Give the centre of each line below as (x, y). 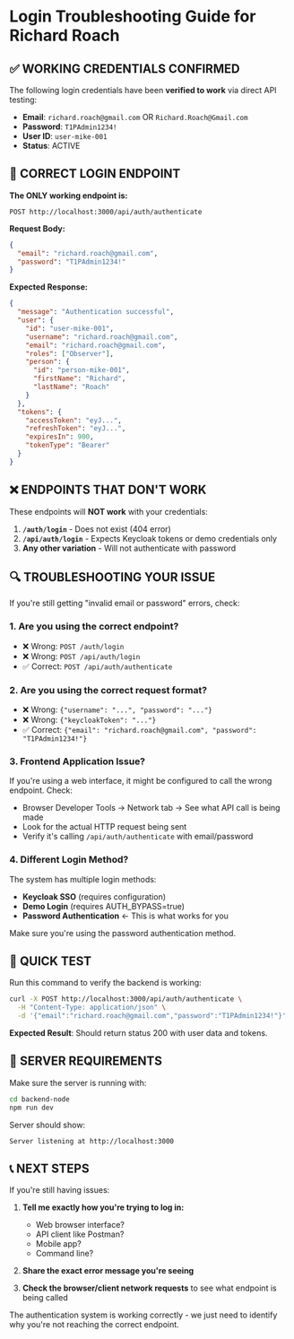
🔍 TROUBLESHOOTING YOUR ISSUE (112, 577)
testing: (23, 100)
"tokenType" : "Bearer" (68, 446)
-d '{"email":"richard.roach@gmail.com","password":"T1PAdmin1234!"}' (152, 1016)
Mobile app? (59, 1244)
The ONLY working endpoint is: (69, 196)
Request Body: (37, 228)
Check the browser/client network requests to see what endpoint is (149, 1288)
